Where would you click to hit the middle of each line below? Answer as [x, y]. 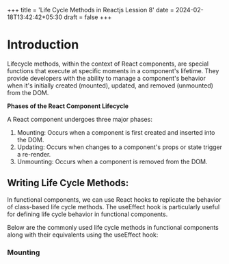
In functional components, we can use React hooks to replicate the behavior [114, 199]
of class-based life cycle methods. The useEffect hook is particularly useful [113, 207]
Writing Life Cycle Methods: [68, 183]
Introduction [43, 45]
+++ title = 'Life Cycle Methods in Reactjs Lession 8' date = [91, 10]
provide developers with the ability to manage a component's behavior [107, 78]
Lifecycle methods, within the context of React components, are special [108, 64]
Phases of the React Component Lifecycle [68, 106]
